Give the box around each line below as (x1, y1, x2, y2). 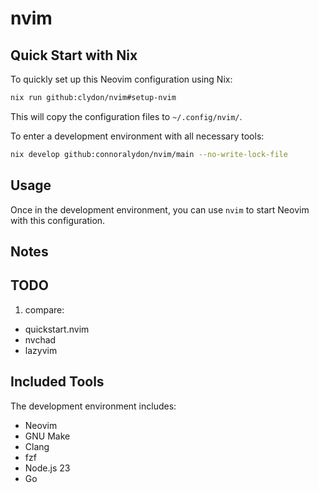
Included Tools (10, 373, 105, 391)
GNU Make (24, 430, 71, 442)
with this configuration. (10, 214, 106, 226)
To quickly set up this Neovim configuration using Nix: (10, 73, 233, 85)
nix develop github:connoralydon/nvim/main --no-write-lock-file (10, 149, 288, 159)
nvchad (24, 333, 57, 346)
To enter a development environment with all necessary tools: (10, 130, 265, 142)
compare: (24, 303, 65, 316)
